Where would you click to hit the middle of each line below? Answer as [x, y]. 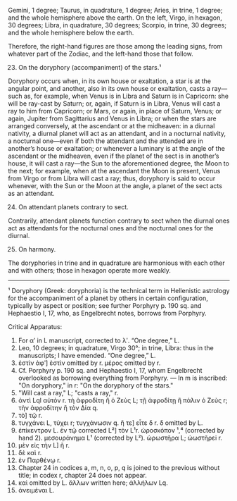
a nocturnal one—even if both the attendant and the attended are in [105, 141]
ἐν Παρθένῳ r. [39, 460]
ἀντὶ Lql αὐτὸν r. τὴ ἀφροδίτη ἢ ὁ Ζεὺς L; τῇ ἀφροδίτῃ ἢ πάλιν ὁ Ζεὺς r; [123, 400]
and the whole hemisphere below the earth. [71, 32]
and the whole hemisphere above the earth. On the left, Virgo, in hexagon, [115, 18]
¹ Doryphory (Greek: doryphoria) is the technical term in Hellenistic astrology [119, 291]
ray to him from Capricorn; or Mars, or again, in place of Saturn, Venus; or [115, 111]
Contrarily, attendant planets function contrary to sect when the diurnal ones [119, 221]
